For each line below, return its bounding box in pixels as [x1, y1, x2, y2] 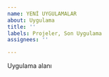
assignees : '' [7, 36, 49, 43]
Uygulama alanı [7, 62, 52, 70]
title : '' [7, 23, 37, 30]
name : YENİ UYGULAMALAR [7, 10, 77, 17]
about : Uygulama [7, 17, 55, 24]
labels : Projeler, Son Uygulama [7, 29, 102, 37]
